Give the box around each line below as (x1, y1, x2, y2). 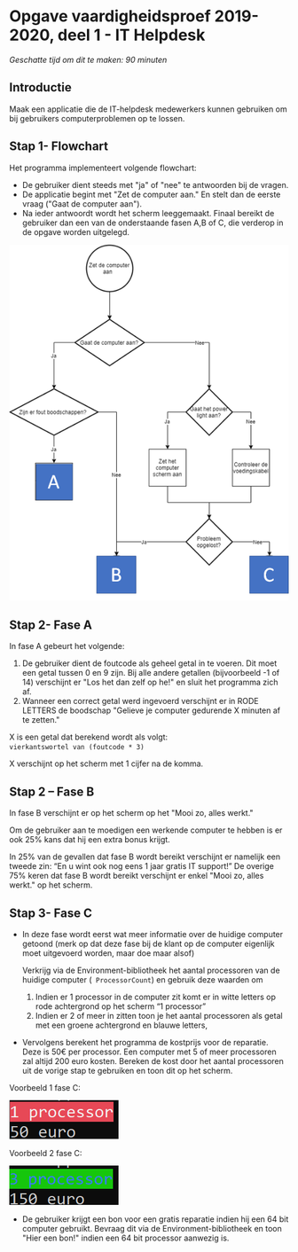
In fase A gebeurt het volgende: (9, 641, 125, 652)
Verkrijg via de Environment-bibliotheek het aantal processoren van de (21, 965, 281, 975)
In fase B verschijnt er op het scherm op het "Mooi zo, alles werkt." (9, 808, 255, 818)
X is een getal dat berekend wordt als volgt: (9, 732, 169, 742)
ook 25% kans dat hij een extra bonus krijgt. (9, 834, 170, 845)
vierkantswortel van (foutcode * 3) (9, 743, 145, 752)
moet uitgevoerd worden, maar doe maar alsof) (21, 948, 195, 959)
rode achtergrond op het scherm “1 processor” (35, 1001, 207, 1012)
